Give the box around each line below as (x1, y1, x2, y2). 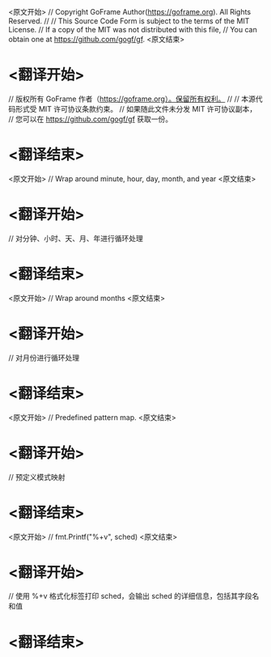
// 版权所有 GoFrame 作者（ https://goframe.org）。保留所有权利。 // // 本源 (8, 94, 256, 104)
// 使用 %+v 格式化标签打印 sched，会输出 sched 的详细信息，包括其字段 (8, 591, 252, 601)
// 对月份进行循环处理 (8, 353, 80, 362)
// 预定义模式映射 (8, 472, 66, 481)
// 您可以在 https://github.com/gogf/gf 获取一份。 (8, 114, 173, 124)
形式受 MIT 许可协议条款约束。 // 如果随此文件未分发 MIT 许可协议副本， (15, 104, 257, 113)
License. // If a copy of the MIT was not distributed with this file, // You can (8, 25, 257, 34)
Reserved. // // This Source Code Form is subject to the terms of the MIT (8, 16, 250, 26)
